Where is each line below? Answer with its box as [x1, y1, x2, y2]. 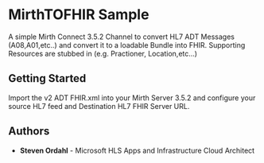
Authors [8, 125, 50, 138]
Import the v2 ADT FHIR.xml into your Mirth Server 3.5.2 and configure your [8, 93, 256, 103]
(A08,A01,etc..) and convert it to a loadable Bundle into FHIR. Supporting [8, 40, 246, 49]
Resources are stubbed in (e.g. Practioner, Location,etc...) [8, 49, 197, 58]
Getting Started [8, 72, 87, 85]
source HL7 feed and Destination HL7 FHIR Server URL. [8, 101, 190, 111]
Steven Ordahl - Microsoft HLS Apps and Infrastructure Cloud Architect [19, 146, 255, 155]
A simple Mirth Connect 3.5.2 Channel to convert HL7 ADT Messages [8, 32, 235, 41]
